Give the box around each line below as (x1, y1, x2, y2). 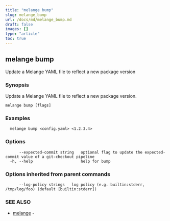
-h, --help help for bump (10, 159, 111, 164)
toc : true (5, 36, 27, 41)
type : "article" (5, 31, 40, 36)
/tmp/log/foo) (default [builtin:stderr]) (5, 186, 97, 192)
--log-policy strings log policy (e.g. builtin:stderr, (18, 182, 145, 187)
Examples (5, 115, 31, 122)
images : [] (5, 27, 29, 32)
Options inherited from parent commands (5, 170, 111, 178)
